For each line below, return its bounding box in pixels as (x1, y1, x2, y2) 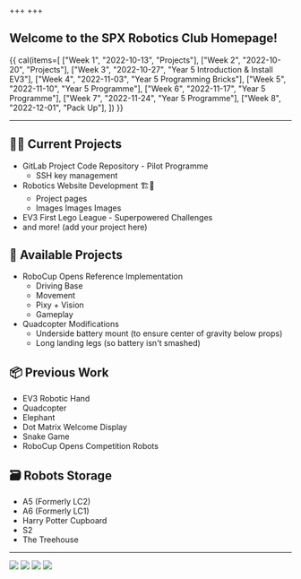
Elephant (21, 412, 56, 423)
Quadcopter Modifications (21, 319, 119, 330)
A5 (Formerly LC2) (21, 497, 91, 507)
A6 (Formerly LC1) (21, 506, 90, 516)
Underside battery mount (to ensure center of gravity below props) (35, 328, 283, 339)
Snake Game (21, 431, 70, 442)
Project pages (35, 193, 88, 203)
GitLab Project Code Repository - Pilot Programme (21, 160, 209, 171)
